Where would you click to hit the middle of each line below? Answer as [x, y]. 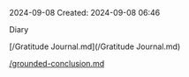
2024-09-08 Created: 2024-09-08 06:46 [85, 13]
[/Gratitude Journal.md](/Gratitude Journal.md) [95, 46]
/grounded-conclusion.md [57, 63]
